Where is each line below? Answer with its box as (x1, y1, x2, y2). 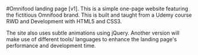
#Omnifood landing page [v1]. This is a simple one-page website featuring (6, 5, 188, 12)
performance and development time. (6, 42, 97, 49)
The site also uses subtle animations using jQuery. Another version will (6, 29, 180, 36)
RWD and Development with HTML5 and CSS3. (6, 18, 122, 25)
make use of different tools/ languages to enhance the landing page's (6, 36, 177, 42)
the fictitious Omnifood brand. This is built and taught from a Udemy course (6, 11, 192, 19)
